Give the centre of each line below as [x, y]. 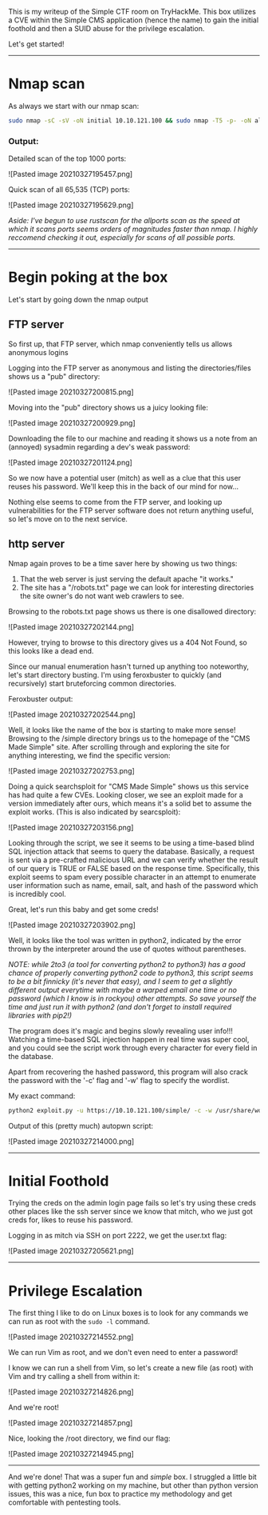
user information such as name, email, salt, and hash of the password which [133, 885]
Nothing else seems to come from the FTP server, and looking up [115, 502]
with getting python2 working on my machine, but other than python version [133, 1485]
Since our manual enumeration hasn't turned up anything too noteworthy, [129, 666]
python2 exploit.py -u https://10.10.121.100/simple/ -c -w [110, 1110]
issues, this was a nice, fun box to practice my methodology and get [120, 1494]
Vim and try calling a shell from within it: [74, 1377]
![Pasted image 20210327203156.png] [71, 827]
